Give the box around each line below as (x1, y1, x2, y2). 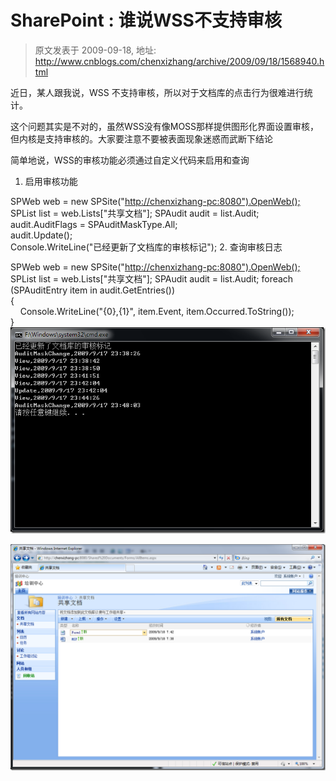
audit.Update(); (10, 229, 73, 241)
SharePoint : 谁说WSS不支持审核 (10, 9, 282, 32)
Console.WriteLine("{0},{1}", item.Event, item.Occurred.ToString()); (19, 305, 295, 317)
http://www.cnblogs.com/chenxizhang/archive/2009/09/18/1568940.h (34, 55, 325, 67)
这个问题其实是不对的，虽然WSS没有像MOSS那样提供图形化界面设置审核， (10, 120, 320, 132)
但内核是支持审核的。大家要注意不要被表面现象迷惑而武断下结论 (10, 132, 273, 145)
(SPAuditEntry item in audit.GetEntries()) (10, 284, 176, 296)
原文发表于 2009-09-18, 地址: (34, 44, 157, 56)
